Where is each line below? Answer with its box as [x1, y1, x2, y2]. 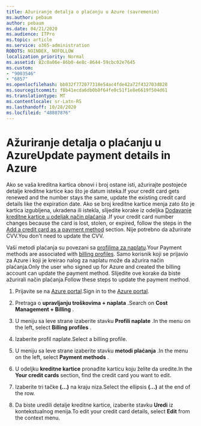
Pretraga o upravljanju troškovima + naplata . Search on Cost [14, 299, 168, 307]
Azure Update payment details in [6, 148, 171, 162]
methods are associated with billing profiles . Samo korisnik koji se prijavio [6, 251, 188, 258]
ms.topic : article [6, 37, 52, 43]
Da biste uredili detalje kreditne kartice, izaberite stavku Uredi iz [14, 401, 174, 409]
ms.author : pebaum [6, 14, 52, 20]
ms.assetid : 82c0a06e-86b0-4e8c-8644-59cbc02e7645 [6, 59, 136, 65]
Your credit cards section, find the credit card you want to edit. [14, 372, 172, 379]
